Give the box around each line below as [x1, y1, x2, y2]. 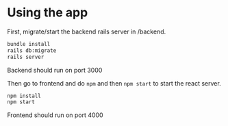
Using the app [7, 5, 88, 21]
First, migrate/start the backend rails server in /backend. [7, 27, 166, 36]
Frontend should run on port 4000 [7, 111, 104, 119]
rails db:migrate [7, 47, 57, 54]
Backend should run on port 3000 [7, 66, 103, 74]
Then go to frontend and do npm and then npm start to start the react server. [7, 79, 221, 87]
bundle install [7, 40, 51, 47]
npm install [7, 92, 41, 99]
